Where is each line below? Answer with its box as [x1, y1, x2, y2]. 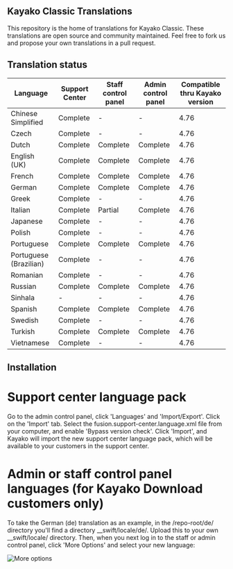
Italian [10, 205, 31, 215]
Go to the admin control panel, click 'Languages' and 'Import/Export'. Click [7, 412, 221, 420]
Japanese [10, 216, 43, 226]
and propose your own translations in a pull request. [7, 38, 156, 47]
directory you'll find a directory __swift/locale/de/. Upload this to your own [7, 526, 218, 534]
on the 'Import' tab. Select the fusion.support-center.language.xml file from [7, 420, 223, 428]
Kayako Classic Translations [7, 6, 133, 17]
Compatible [181, 79, 221, 89]
